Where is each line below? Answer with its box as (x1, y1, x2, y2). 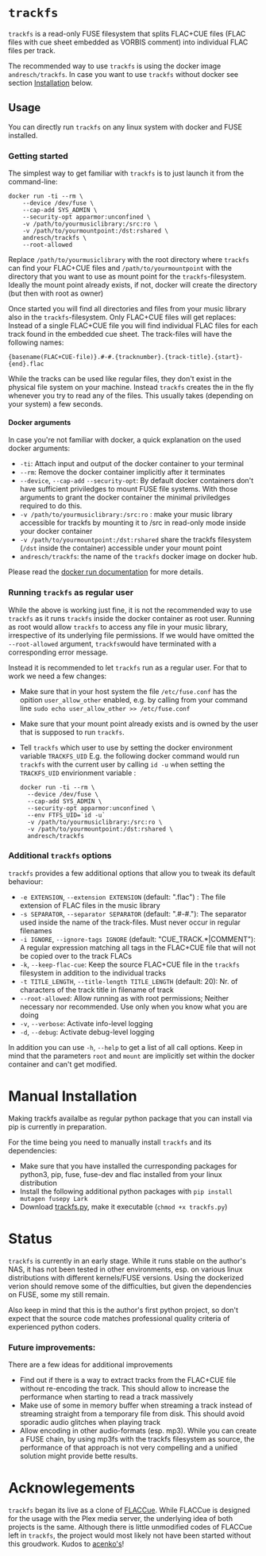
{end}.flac (8, 360, 44, 369)
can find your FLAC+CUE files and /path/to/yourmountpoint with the (8, 264, 233, 273)
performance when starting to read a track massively (19, 1392, 194, 1402)
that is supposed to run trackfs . (19, 727, 125, 736)
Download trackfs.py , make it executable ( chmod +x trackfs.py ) (19, 1202, 228, 1211)
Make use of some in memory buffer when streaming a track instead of (19, 1400, 253, 1411)
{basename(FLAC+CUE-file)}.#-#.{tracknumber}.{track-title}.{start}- (8, 353, 244, 361)
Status (8, 1230, 53, 1248)
